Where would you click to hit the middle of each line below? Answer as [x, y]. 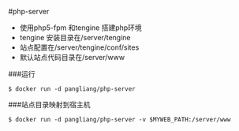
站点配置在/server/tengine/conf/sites [79, 47]
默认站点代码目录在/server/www [72, 57]
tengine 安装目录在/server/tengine [75, 37]
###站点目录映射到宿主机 [49, 105]
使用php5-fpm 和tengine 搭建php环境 [80, 28]
